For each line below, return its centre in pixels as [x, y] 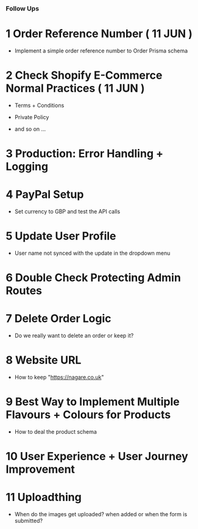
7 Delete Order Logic [58, 319]
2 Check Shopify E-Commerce [84, 75]
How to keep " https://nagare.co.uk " [59, 377]
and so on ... [30, 129]
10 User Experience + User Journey [97, 457]
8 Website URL [44, 360]
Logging [27, 166]
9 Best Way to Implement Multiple [93, 402]
